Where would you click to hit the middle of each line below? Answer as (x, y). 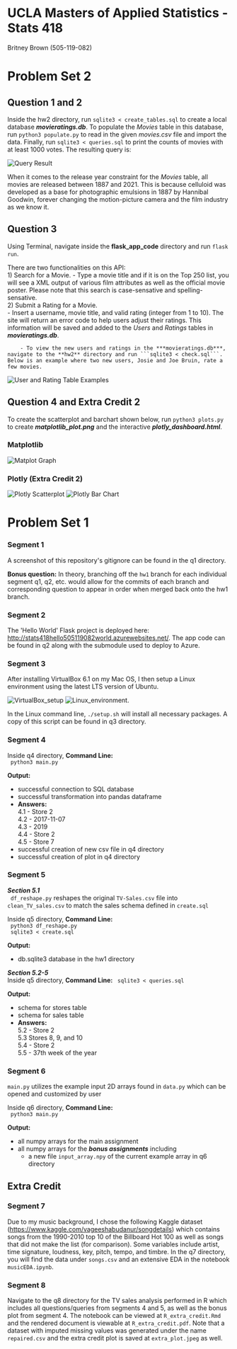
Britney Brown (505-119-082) (50, 47)
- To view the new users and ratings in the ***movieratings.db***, (123, 348)
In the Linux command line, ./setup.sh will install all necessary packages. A (117, 714)
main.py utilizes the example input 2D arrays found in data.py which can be (117, 1086)
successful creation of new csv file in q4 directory (91, 849)
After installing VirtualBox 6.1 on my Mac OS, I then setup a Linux (102, 679)
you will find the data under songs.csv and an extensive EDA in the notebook (118, 1259)
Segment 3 (27, 663)
